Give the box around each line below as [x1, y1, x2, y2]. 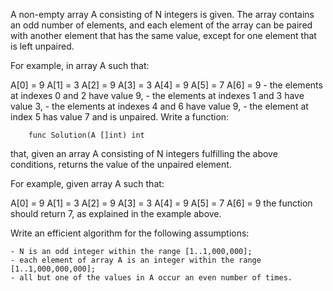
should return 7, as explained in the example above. [10, 208, 222, 219]
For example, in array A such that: [10, 60, 150, 71]
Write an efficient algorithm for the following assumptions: [10, 227, 250, 239]
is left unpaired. [10, 40, 75, 52]
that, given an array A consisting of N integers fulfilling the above [10, 148, 278, 159]
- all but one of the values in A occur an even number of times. [10, 273, 293, 283]
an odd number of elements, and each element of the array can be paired [10, 19, 313, 31]
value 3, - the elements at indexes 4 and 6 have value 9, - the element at [10, 100, 309, 112]
